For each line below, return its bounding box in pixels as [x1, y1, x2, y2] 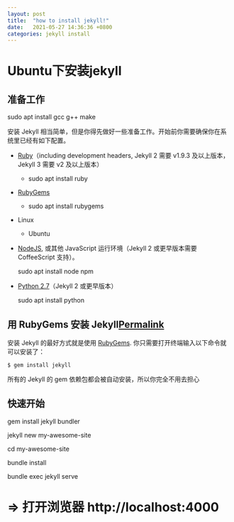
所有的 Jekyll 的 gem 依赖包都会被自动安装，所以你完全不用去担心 [7, 375, 200, 384]
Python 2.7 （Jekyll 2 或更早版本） [17, 282, 118, 290]
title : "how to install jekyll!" [7, 17, 110, 24]
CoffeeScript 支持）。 [17, 253, 79, 261]
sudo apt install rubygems [28, 202, 104, 210]
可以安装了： [7, 347, 45, 356]
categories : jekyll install [7, 30, 91, 38]
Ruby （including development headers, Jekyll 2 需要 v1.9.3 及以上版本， [17, 151, 229, 160]
